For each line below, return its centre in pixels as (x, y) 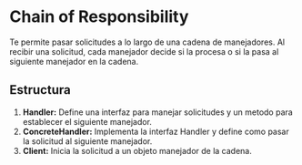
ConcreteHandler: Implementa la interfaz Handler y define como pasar (156, 131)
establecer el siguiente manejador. (87, 121)
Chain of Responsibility (99, 17)
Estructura (40, 90)
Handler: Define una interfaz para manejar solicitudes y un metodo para (157, 112)
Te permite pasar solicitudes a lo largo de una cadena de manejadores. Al (147, 42)
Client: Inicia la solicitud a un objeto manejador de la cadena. (137, 150)
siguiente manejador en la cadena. (74, 61)
